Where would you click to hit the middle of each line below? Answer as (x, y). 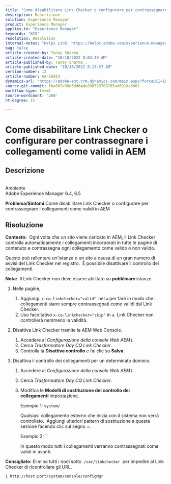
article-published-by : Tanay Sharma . (46, 62)
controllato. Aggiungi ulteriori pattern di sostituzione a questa (85, 421)
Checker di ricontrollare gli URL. (39, 467)
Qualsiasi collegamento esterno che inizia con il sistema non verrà (90, 416)
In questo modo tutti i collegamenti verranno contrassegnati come (89, 446)
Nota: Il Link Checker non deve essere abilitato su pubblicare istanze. (79, 279)
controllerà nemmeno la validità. (54, 320)
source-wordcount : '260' (32, 95)
